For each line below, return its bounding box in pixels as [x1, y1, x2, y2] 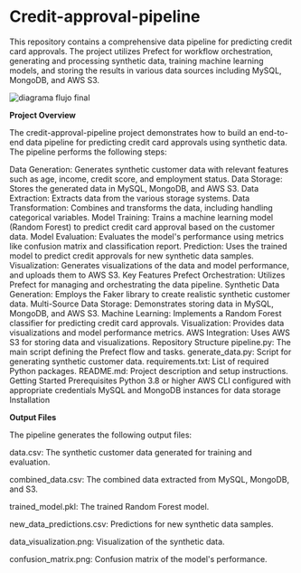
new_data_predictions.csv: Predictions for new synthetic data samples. [9, 518, 274, 530]
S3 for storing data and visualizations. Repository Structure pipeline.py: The [9, 336, 291, 347]
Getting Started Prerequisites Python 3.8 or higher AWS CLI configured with [9, 375, 291, 386]
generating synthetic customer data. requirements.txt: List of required [9, 355, 269, 367]
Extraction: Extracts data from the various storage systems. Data [9, 193, 250, 203]
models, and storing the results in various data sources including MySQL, [9, 65, 282, 76]
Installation [9, 394, 51, 405]
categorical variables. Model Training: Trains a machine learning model [9, 211, 274, 222]
